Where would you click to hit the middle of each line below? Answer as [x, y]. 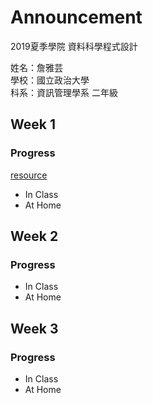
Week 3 [34, 328]
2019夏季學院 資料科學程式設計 [74, 46]
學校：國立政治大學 [50, 80]
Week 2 [34, 236]
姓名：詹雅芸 [36, 67]
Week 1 [33, 124]
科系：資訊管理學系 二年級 [64, 92]
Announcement [76, 17]
